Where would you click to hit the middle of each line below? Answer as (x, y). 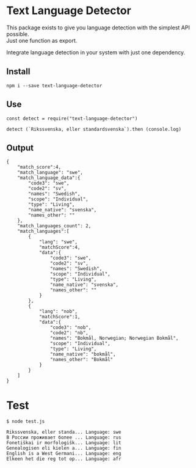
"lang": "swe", (58, 242)
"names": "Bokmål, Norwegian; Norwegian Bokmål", (114, 338)
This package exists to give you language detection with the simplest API (98, 27)
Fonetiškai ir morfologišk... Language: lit (64, 443)
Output (20, 148)
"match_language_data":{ (49, 178)
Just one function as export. (42, 40)
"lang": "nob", (58, 312)
